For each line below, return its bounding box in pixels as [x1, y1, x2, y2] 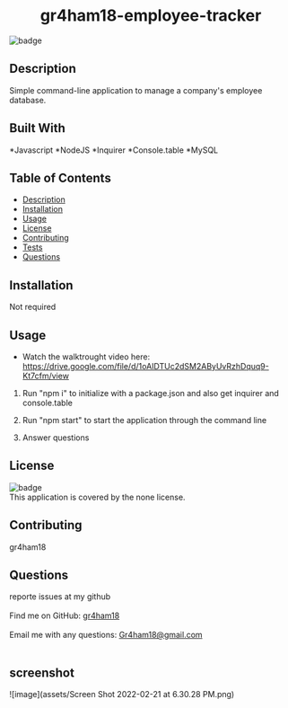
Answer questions [22, 432, 90, 443]
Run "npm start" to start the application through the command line [22, 415, 267, 425]
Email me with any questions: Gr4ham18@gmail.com [9, 630, 204, 641]
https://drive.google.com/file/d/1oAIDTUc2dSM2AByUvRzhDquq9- [22, 361, 269, 371]
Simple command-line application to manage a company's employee [9, 84, 263, 95]
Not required [9, 302, 57, 313]
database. [9, 94, 47, 105]
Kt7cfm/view [22, 370, 70, 381]
